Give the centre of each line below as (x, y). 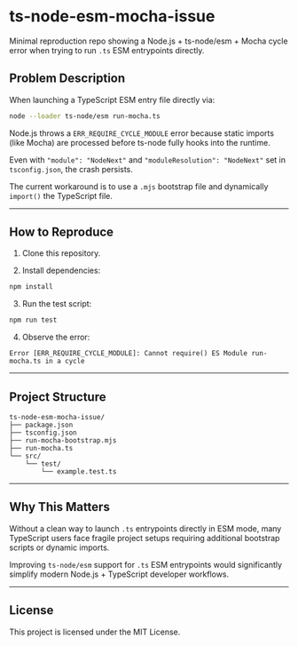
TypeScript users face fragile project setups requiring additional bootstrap (145, 538)
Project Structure (58, 397)
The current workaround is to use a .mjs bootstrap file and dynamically (139, 186)
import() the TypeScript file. (61, 195)
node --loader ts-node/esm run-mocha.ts (85, 116)
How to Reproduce (61, 232)
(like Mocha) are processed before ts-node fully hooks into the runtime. (140, 142)
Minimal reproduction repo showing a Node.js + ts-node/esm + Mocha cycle (149, 41)
